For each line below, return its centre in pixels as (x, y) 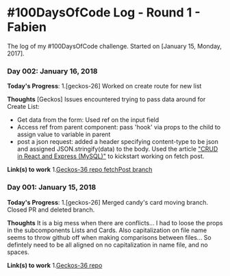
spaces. (18, 252)
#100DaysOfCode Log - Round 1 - (104, 13)
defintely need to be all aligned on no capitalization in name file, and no (107, 244)
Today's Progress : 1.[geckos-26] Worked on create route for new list (104, 86)
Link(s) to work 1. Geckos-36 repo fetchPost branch (80, 170)
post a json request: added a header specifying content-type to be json (118, 142)
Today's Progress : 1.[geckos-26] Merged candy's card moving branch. (108, 202)
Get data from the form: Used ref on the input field (88, 120)
